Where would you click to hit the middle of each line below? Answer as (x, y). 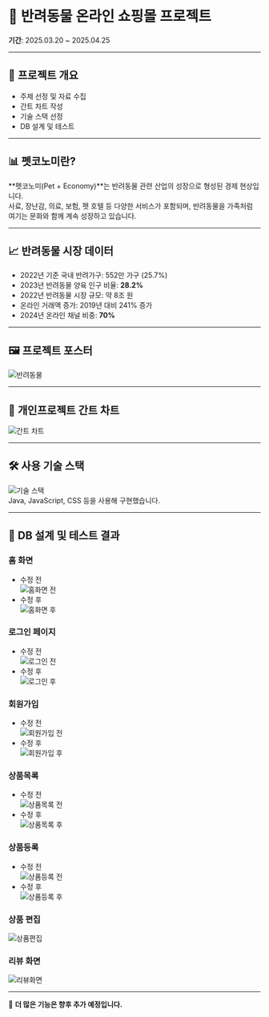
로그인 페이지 (32, 632)
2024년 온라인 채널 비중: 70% (67, 315)
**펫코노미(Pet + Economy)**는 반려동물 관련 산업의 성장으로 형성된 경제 (123, 186)
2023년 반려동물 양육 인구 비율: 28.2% (82, 285)
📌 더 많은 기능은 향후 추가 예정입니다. (65, 1005)
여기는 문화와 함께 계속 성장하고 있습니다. (72, 216)
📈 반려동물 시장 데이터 (61, 250)
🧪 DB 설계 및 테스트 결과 (64, 536)
